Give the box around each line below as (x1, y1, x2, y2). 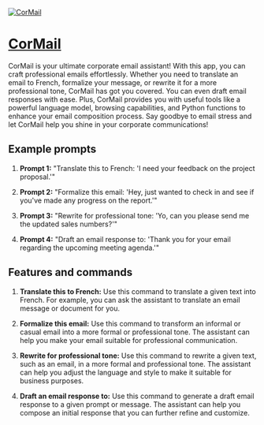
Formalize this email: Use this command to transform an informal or (19, 319, 241, 328)
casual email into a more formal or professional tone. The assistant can (19, 327, 251, 337)
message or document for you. (19, 304, 121, 313)
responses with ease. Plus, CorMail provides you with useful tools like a (8, 95, 240, 104)
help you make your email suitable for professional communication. (19, 335, 238, 345)
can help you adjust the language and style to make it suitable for (19, 367, 232, 377)
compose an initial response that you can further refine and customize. (19, 408, 251, 417)
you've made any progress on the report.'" (19, 196, 158, 205)
